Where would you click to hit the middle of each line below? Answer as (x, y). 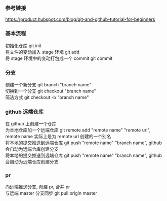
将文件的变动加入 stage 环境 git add (42, 52)
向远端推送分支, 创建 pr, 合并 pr (38, 187)
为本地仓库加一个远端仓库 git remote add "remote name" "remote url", (78, 130)
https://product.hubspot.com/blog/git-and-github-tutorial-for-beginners (80, 19)
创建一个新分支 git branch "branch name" (49, 84)
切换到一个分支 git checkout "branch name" (51, 91)
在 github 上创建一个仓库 (31, 124)
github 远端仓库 (25, 112)
